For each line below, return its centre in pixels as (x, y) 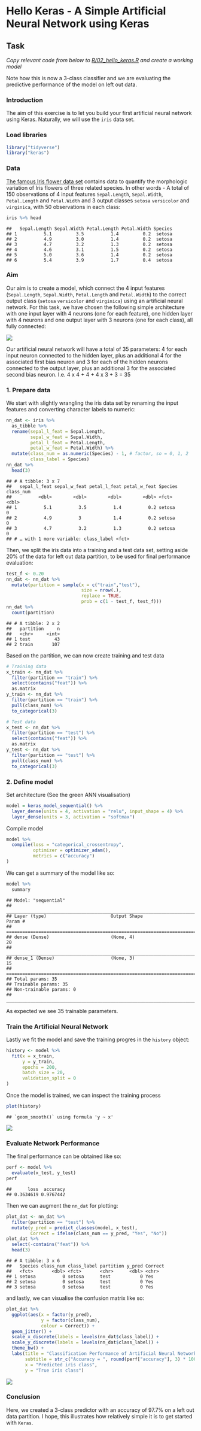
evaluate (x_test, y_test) (44, 1173)
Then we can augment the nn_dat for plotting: (62, 1205)
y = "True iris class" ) (54, 1370)
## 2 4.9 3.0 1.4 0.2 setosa (89, 239)
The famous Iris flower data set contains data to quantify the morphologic (97, 181)
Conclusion (23, 1397)
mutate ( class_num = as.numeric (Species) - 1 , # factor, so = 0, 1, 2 (100, 454)
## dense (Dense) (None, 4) (71, 937)
